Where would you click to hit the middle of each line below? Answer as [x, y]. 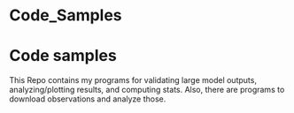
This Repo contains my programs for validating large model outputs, [133, 80]
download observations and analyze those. [88, 99]
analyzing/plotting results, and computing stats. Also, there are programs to [147, 90]
